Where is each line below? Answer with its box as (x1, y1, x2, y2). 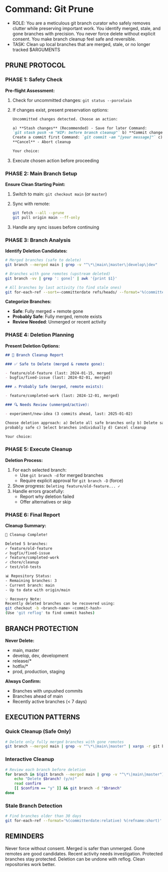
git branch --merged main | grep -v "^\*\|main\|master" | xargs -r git (5, 744, 160, 749)
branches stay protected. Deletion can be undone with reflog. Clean (5, 856, 145, 862)
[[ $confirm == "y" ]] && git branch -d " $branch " (14, 786, 122, 791)
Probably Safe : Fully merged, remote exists (12, 313, 102, 319)
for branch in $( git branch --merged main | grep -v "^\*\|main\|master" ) (5, 771, 164, 777)
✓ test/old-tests (5, 564, 41, 569)
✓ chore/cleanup (5, 560, 39, 565)
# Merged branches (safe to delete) (5, 257, 81, 263)
